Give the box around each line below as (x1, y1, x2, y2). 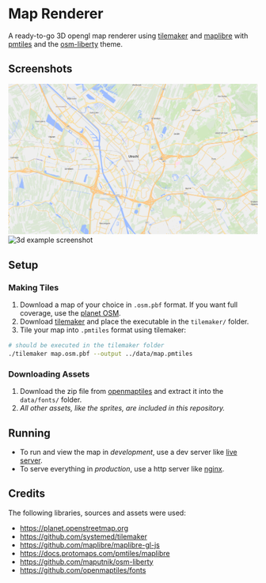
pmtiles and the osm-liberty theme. (8, 39, 123, 48)
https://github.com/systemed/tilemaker (19, 532, 148, 541)
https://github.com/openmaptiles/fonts (19, 565, 146, 574)
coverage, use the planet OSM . (19, 309, 121, 318)
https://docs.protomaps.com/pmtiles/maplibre (19, 548, 170, 558)
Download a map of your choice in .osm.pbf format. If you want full (19, 300, 238, 309)
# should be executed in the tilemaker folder (8, 342, 165, 350)
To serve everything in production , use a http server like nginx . (19, 464, 225, 473)
